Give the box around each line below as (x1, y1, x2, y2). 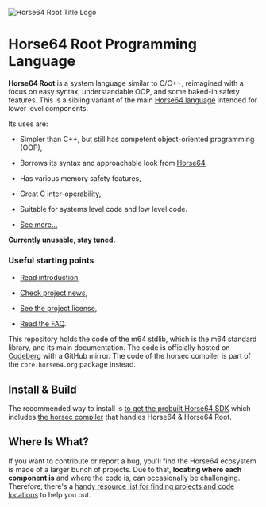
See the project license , (19, 304, 98, 313)
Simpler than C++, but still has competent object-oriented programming (19, 134, 255, 144)
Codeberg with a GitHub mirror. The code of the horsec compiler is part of (8, 351, 252, 361)
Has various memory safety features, (19, 173, 141, 182)
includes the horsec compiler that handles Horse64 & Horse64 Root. (8, 413, 233, 422)
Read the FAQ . (19, 319, 67, 328)
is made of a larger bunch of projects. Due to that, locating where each (8, 464, 242, 474)
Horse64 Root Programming (8, 36, 197, 53)
